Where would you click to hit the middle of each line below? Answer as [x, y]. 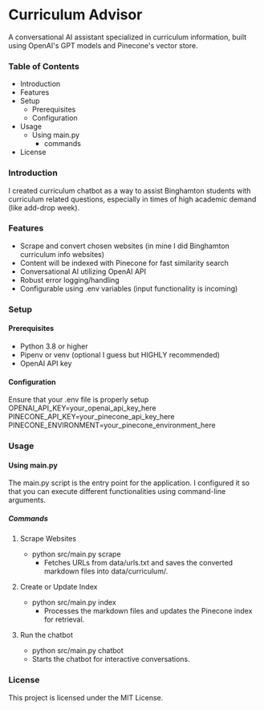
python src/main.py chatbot [78, 651]
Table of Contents [44, 66]
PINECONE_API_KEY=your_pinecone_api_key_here [91, 417]
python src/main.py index [74, 602]
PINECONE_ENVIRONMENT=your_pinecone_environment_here [112, 425]
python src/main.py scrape [77, 554]
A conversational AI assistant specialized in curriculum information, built [128, 37]
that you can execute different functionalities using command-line [117, 492]
